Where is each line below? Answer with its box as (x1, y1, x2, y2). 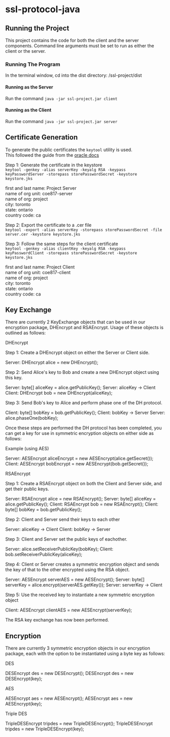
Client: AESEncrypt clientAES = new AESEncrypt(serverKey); (5, 607, 132, 613)
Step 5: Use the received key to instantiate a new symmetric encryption (5, 592, 155, 598)
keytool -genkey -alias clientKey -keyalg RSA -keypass (5, 246, 126, 251)
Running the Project (5, 24, 70, 33)
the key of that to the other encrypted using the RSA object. (5, 567, 130, 573)
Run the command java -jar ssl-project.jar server (5, 118, 118, 124)
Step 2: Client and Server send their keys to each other (5, 516, 120, 522)
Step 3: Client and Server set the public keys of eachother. (5, 536, 128, 542)
